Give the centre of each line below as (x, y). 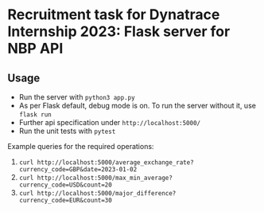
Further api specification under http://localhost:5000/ (109, 122)
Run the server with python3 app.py (77, 97)
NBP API (35, 49)
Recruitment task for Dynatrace (114, 15)
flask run (35, 115)
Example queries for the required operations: (81, 146)
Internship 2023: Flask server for (119, 31)
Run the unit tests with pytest (67, 131)
